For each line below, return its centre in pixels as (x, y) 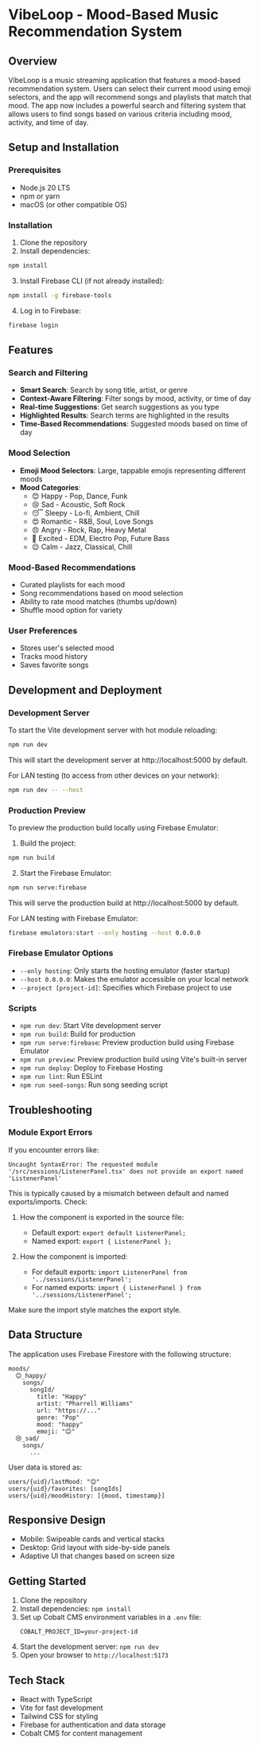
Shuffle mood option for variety (71, 610)
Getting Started (47, 1581)
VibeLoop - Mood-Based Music (113, 15)
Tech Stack (37, 1680)
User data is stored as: (45, 1467)
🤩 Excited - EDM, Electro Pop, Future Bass (101, 538)
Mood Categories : (50, 487)
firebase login (33, 325)
